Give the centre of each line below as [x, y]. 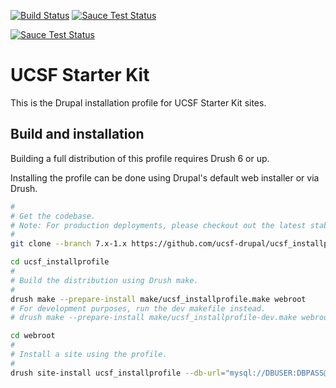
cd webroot [33, 336]
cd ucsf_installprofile [60, 262]
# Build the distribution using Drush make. [104, 280]
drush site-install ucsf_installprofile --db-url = [118, 373]
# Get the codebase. [53, 216]
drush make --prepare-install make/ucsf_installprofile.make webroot [158, 299]
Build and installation [77, 134]
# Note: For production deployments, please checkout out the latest [158, 225]
